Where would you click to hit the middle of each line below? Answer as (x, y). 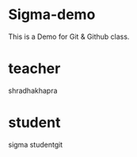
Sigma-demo (52, 15)
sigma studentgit (36, 144)
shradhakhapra (33, 90)
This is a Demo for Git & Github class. (69, 36)
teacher (34, 69)
